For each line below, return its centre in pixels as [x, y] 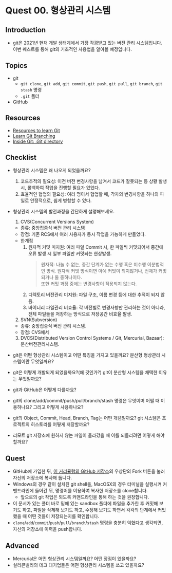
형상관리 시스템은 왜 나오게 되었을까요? [52, 171]
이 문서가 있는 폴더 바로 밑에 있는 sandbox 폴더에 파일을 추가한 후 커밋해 [85, 504]
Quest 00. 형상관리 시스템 [58, 11]
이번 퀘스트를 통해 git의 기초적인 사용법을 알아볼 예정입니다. [72, 49]
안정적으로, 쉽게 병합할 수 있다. [61, 200]
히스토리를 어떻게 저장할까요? [60, 424]
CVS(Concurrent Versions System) [57, 222]
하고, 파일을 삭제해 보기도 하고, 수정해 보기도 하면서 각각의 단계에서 [89, 510]
